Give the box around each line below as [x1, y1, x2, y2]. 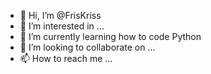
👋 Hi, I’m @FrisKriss [19, 10, 102, 21]
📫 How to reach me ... [19, 53, 113, 64]
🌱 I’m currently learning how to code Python [19, 31, 202, 42]
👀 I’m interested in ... [19, 20, 105, 32]
